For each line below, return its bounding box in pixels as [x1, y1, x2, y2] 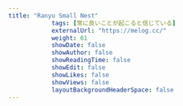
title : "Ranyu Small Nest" [8, 11, 99, 20]
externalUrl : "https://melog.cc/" [51, 26, 167, 34]
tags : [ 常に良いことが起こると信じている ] [51, 19, 177, 27]
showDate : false [51, 41, 106, 49]
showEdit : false [51, 64, 106, 72]
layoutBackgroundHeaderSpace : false [51, 85, 174, 94]
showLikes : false [51, 71, 110, 79]
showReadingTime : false [51, 57, 131, 65]
